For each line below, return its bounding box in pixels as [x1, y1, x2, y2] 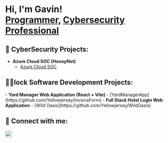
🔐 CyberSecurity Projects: [5, 45, 89, 53]
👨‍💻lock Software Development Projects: [5, 78, 133, 87]
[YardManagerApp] [110, 92, 149, 98]
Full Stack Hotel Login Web [105, 97, 163, 103]
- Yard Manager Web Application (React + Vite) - [5, 92, 109, 98]
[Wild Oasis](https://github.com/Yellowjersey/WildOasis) [34, 102, 151, 108]
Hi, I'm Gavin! [5, 4, 63, 15]
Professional [5, 25, 59, 36]
